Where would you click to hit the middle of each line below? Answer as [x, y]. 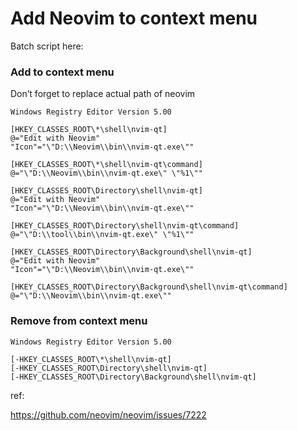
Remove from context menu [79, 321]
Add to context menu [62, 72]
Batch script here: [47, 46]
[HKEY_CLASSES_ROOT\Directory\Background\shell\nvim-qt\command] [149, 287]
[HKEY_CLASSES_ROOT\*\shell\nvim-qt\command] [106, 165]
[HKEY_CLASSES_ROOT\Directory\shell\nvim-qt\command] [125, 226]
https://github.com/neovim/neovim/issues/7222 [108, 414]
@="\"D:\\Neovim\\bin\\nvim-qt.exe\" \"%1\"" [106, 173]
